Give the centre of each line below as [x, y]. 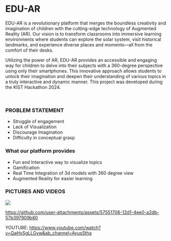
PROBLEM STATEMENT [35, 110]
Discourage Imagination [38, 132]
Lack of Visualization [35, 127]
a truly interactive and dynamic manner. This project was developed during [84, 82]
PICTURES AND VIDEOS [35, 191]
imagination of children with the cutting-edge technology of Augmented [81, 28]
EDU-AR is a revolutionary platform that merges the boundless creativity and [86, 23]
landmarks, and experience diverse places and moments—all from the [79, 44]
